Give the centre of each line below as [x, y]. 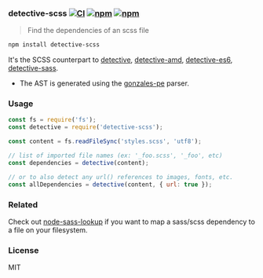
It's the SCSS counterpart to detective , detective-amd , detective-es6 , [121, 60]
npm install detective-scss [54, 45]
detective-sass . [33, 68]
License [24, 250]
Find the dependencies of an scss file [88, 31]
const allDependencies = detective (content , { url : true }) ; [110, 185]
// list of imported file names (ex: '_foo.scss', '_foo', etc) [115, 156]
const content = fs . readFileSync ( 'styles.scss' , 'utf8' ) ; [105, 141]
